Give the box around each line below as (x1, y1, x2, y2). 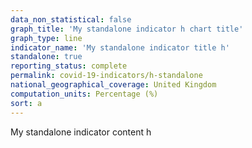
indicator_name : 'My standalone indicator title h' (10, 42, 230, 53)
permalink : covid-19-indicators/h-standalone (10, 71, 203, 81)
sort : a (10, 98, 43, 108)
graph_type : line (10, 33, 83, 43)
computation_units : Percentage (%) (10, 89, 159, 99)
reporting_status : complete (10, 61, 128, 71)
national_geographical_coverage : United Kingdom (10, 80, 217, 90)
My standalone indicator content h (10, 126, 152, 138)
